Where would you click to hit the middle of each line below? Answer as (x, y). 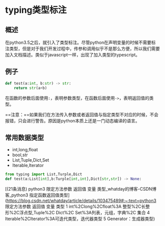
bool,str (20, 155)
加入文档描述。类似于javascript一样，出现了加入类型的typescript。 (72, 55)
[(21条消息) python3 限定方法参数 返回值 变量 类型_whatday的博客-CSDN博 (81, 189)
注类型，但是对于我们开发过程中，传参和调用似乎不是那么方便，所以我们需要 (82, 49)
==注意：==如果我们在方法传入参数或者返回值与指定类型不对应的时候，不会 (82, 114)
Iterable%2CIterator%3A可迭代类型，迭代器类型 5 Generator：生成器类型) (80, 219)
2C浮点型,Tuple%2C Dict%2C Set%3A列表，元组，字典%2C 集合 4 (82, 213)
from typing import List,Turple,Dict (44, 174)
